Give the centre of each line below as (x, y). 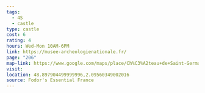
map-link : (19, 63)
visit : (15, 69)
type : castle (23, 29)
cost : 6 (16, 35)
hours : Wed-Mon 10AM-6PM (38, 46)
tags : (13, 12)
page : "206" (21, 58)
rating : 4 (19, 40)
